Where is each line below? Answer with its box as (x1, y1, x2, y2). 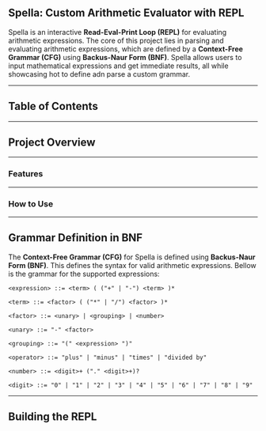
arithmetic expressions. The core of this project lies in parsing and (8, 36, 224, 45)
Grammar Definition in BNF (8, 231, 143, 244)
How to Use (8, 198, 54, 209)
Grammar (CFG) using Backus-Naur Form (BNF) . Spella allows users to (8, 52, 242, 62)
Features (8, 168, 44, 180)
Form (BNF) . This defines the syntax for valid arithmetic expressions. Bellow (8, 260, 256, 270)
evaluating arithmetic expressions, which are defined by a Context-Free (8, 43, 244, 54)
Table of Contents (8, 100, 99, 113)
